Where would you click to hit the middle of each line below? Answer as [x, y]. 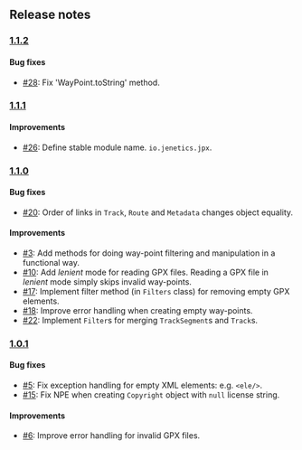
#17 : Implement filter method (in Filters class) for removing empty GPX [156, 291]
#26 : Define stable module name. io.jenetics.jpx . [117, 147]
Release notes [50, 15]
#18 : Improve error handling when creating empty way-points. [137, 310]
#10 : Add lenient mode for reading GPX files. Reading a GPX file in [146, 272]
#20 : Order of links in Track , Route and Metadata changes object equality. [158, 212]
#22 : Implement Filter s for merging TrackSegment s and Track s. [140, 320]
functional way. [51, 262]
